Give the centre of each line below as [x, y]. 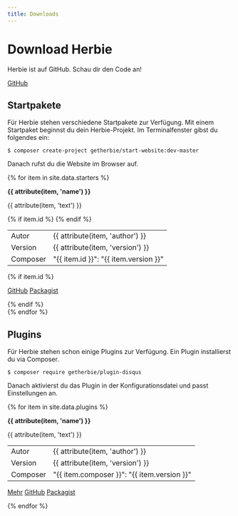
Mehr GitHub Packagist [42, 492]
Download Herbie [60, 49]
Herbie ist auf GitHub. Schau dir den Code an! [75, 69]
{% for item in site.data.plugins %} [58, 407]
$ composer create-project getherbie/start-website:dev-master [103, 151]
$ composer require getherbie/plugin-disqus [74, 373]
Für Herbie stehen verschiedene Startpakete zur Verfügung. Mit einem [111, 123]
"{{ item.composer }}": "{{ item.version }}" [122, 475]
